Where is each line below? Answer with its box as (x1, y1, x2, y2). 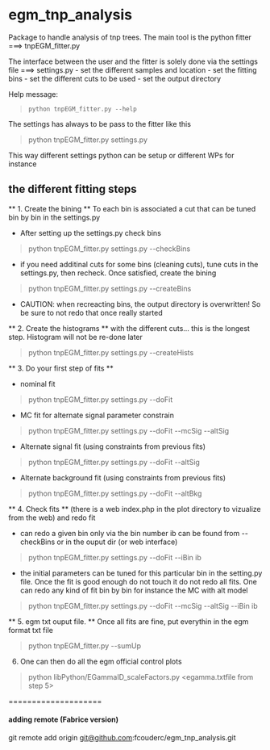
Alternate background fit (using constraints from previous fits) (19, 472, 226, 482)
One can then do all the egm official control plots (19, 656, 183, 666)
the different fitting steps (8, 182, 137, 196)
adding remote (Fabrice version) (8, 714, 119, 724)
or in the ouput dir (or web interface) (56, 537, 178, 547)
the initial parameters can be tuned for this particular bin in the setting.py (19, 568, 263, 578)
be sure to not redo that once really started (19, 308, 163, 317)
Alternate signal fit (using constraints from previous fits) (19, 442, 206, 451)
